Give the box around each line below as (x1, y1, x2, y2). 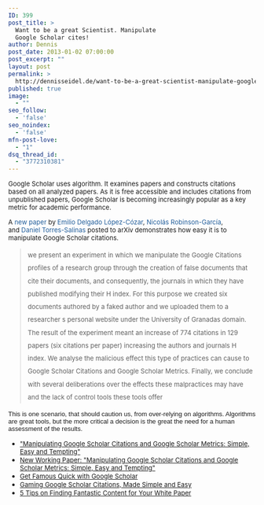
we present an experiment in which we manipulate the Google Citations (27, 251, 242, 260)
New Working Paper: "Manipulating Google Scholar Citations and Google (19, 455, 239, 465)
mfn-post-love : (8, 135, 58, 144)
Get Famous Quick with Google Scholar (19, 472, 138, 481)
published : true (8, 84, 61, 93)
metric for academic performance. (8, 203, 112, 212)
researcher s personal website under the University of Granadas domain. (27, 315, 247, 324)
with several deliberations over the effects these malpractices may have (27, 379, 244, 389)
